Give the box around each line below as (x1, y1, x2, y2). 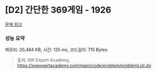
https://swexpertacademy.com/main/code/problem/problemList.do (17, 63, 152, 69)
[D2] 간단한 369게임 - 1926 (5, 4, 111, 16)
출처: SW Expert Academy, (17, 57, 70, 63)
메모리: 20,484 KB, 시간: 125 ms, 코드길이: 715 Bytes (5, 47, 108, 53)
